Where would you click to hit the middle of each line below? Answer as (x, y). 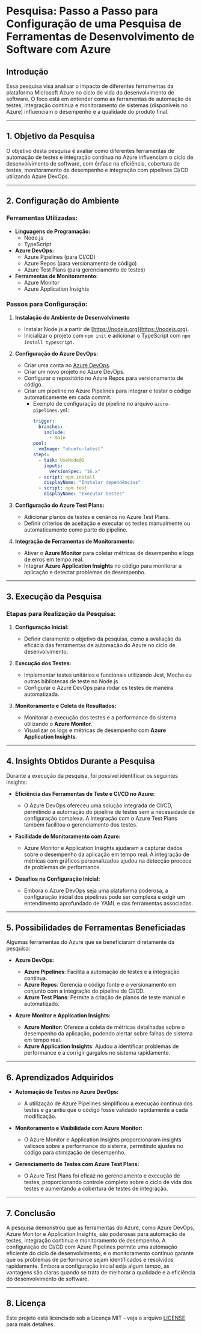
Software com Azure (59, 50)
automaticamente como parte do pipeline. (76, 530)
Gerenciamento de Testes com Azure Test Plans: (77, 1164)
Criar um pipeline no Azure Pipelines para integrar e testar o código (107, 391)
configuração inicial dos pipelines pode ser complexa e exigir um (104, 897)
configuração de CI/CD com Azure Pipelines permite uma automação (92, 1247)
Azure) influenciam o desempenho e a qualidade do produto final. (87, 112)
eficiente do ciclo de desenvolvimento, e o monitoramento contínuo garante (100, 1253)
